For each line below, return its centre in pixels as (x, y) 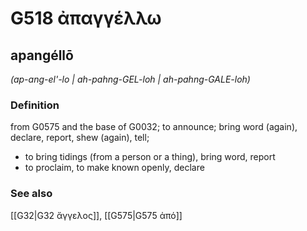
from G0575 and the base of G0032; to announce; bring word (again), (154, 127)
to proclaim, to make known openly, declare (114, 168)
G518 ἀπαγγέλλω (86, 18)
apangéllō (42, 55)
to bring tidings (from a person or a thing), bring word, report (150, 157)
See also (31, 194)
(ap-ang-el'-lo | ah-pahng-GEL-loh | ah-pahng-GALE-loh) (130, 79)
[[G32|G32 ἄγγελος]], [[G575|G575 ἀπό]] (96, 215)
